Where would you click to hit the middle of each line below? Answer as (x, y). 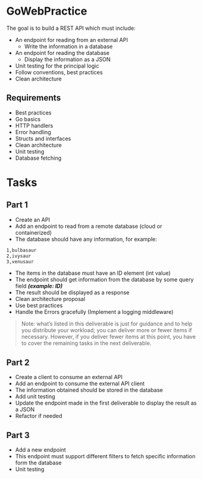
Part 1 (17, 205)
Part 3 (18, 435)
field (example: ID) (39, 286)
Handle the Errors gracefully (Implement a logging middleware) (94, 312)
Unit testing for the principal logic (57, 66)
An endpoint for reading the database (62, 52)
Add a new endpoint (41, 450)
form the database (38, 463)
